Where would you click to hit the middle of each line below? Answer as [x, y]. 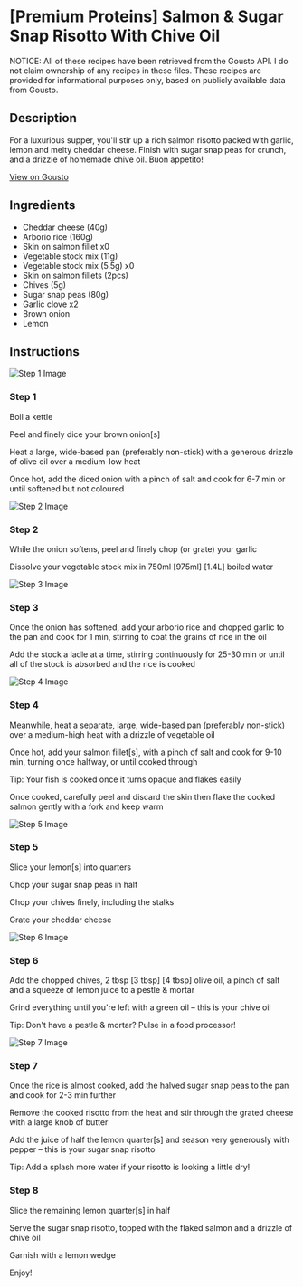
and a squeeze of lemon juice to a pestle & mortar [102, 990]
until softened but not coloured [67, 488]
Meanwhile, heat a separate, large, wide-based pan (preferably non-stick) [147, 725]
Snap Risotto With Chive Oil [114, 36]
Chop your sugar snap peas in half [74, 884]
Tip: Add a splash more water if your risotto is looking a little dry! [130, 1167]
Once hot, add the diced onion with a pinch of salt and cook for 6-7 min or [147, 479]
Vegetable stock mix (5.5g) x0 [78, 265]
